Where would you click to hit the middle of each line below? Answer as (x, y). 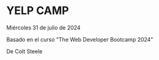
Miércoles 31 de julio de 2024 (43, 28)
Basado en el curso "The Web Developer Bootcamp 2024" (80, 39)
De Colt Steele (24, 51)
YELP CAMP (38, 11)
